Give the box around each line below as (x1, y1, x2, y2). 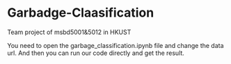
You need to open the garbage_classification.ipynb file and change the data (7, 41, 224, 49)
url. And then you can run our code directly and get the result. (7, 49, 184, 57)
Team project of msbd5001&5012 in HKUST (7, 28, 132, 36)
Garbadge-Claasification (7, 5, 154, 21)
